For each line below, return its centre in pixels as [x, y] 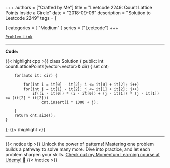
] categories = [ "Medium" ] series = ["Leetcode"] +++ [62, 28]
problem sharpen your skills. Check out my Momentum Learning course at [83, 155]
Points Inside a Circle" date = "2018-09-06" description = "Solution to [78, 13]
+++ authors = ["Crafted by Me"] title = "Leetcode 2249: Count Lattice [79, 7]
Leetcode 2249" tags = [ [31, 18]
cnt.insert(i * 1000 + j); [70, 102]
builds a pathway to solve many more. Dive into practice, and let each [78, 149]
